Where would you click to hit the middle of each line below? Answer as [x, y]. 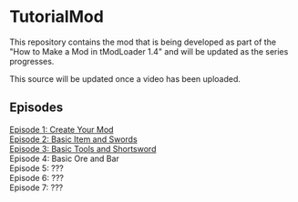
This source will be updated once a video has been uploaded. [125, 78]
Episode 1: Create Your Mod [62, 129]
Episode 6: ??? [36, 177]
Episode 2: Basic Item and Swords [74, 139]
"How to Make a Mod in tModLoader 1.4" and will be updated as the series [149, 51]
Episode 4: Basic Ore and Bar [65, 158]
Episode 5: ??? [36, 168]
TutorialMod [57, 17]
